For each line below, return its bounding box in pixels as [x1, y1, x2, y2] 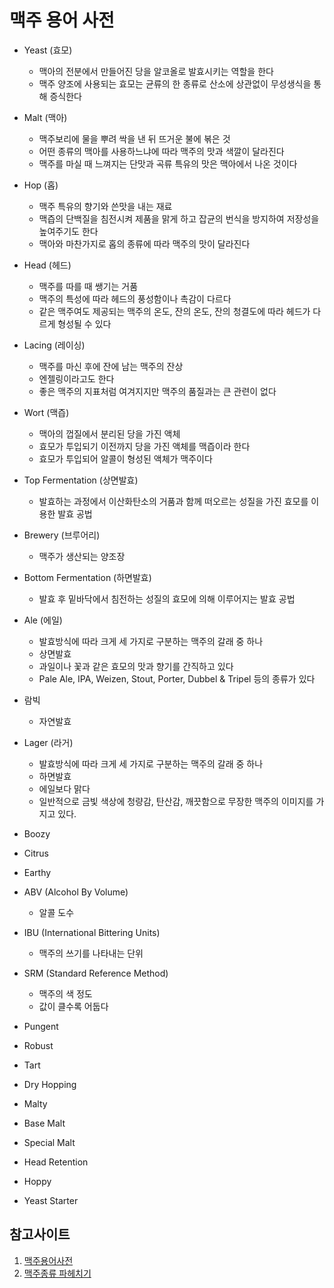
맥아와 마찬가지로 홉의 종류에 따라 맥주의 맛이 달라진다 [38, 237, 251, 250]
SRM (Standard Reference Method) [23, 967, 169, 979]
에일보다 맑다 [38, 782, 91, 795]
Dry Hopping [23, 1078, 77, 1090]
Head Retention [23, 1156, 89, 1168]
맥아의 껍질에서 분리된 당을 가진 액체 [38, 427, 181, 440]
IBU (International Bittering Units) [23, 926, 161, 938]
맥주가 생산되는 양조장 [38, 550, 126, 562]
